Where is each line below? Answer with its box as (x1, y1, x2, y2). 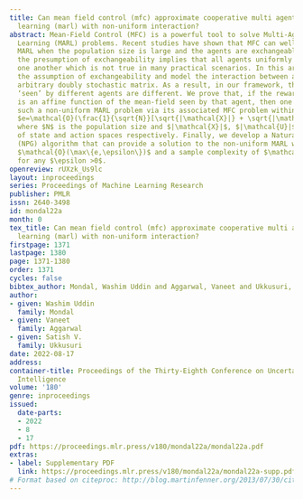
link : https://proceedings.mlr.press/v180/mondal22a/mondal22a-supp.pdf (17, 467, 297, 476)
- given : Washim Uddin (9, 299, 95, 308)
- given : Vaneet (9, 315, 70, 325)
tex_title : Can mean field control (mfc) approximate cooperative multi (9, 223, 289, 232)
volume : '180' (9, 383, 63, 392)
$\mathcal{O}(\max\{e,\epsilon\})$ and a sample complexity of (17, 147, 260, 156)
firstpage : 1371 (9, 240, 70, 249)
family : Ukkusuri (17, 341, 83, 350)
